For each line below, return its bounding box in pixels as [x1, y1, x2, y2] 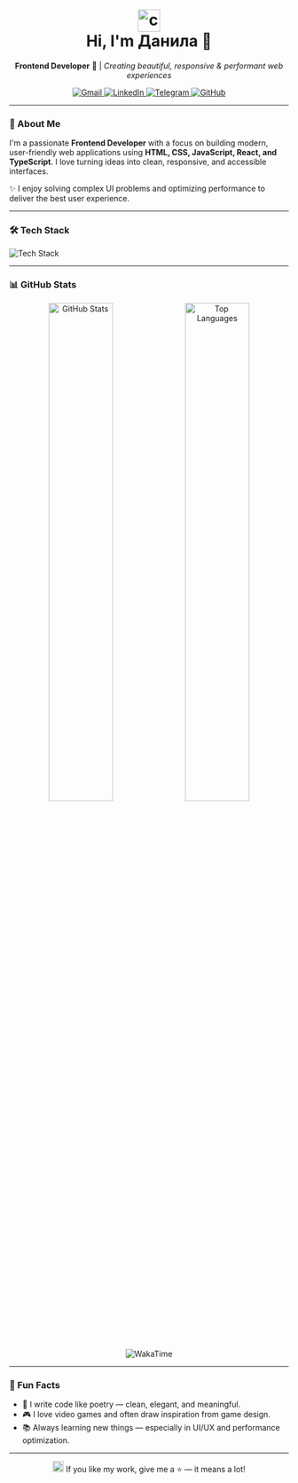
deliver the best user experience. [9, 193, 130, 204]
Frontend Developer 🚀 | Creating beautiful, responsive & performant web [14, 60, 284, 71]
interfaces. [9, 166, 49, 177]
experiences [126, 69, 172, 80]
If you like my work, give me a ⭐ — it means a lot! [66, 1464, 246, 1475]
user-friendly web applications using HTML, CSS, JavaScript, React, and [9, 147, 278, 158]
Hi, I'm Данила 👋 [85, 31, 213, 51]
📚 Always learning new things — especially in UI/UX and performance [21, 1423, 281, 1433]
